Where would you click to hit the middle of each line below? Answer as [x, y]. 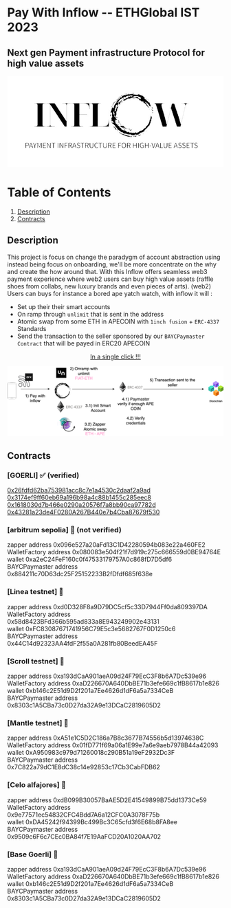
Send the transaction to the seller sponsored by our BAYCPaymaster [111, 336]
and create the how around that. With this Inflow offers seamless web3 [107, 271]
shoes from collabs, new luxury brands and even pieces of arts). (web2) [109, 286]
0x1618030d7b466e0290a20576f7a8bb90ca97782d [81, 505]
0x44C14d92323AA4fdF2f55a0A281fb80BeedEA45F [82, 643]
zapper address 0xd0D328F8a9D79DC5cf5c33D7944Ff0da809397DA [107, 606]
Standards [32, 328]
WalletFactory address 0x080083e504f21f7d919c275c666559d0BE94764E [114, 552]
